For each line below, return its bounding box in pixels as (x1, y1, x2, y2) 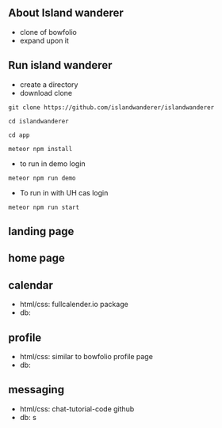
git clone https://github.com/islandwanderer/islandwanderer (8, 103, 215, 112)
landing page (8, 225, 75, 238)
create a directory (19, 79, 78, 89)
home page (8, 252, 66, 265)
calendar (8, 278, 54, 292)
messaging (8, 383, 65, 396)
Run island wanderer (8, 59, 113, 72)
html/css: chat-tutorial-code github (19, 403, 135, 414)
